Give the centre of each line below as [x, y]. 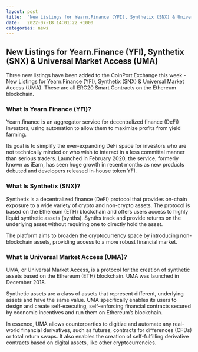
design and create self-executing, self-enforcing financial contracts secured [99, 306]
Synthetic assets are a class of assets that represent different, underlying [95, 293]
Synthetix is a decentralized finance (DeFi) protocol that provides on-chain [97, 199]
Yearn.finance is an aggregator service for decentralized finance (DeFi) [93, 122]
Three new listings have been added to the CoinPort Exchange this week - [96, 75]
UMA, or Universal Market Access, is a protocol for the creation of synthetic [98, 270]
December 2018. [26, 282]
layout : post [22, 11]
